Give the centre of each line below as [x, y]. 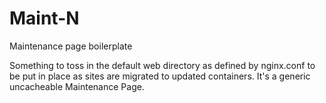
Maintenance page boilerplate [71, 46]
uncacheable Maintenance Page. [77, 86]
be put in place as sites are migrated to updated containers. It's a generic [160, 76]
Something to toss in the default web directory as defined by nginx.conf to [162, 65]
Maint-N [44, 18]
